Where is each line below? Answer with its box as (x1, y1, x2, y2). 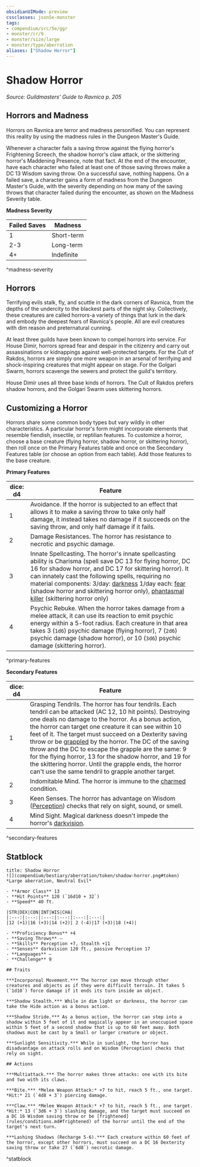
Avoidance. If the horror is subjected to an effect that (30, 500, 177, 509)
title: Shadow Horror (6, 867, 60, 873)
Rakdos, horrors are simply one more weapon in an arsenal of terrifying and (6, 355, 192, 362)
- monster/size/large (6, 36, 60, 42)
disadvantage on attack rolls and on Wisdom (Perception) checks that (6, 1045, 185, 1051)
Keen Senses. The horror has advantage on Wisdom (29, 795, 176, 803)
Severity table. (6, 195, 42, 202)
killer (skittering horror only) (30, 594, 109, 603)
